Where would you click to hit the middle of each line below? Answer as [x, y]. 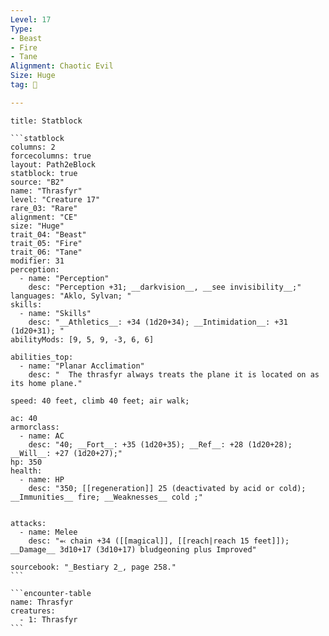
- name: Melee [48, 532]
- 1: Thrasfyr [48, 619]
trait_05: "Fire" [46, 243]
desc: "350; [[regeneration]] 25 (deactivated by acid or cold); [167, 488]
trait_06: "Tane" [46, 252]
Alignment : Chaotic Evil [62, 66]
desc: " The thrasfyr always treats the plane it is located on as [174, 374]
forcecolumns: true [51, 156]
